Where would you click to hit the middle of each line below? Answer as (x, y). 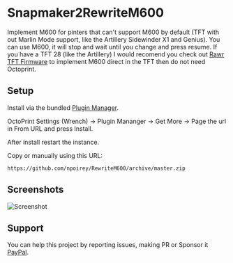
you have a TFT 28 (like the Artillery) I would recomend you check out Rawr (116, 54)
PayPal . (18, 253)
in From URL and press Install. (50, 128)
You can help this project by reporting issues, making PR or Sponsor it (108, 245)
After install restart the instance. (53, 142)
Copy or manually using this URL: (55, 155)
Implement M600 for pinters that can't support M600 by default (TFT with (113, 32)
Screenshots (36, 190)
